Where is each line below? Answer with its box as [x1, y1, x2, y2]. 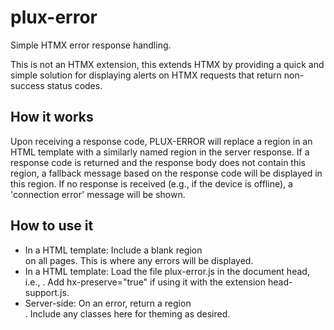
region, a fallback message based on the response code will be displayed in [10, 167, 323, 179]
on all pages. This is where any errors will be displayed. [24, 254, 254, 266]
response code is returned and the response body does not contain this [10, 156, 306, 168]
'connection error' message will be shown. [10, 188, 186, 200]
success [10, 79, 45, 91]
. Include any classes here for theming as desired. [24, 307, 231, 320]
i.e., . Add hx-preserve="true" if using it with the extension [24, 276, 267, 288]
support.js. [24, 286, 70, 298]
